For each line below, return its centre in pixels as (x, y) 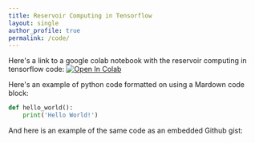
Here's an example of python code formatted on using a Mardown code (127, 85)
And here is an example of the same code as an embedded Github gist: (125, 130)
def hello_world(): (41, 108)
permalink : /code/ (39, 38)
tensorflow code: (36, 70)
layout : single (34, 23)
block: (19, 93)
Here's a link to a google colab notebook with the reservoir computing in (127, 61)
